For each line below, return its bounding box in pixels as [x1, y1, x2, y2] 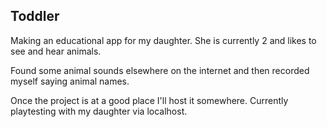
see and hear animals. [10, 45, 102, 57]
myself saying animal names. [10, 75, 130, 87]
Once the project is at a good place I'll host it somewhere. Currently [10, 94, 289, 106]
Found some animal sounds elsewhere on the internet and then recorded [10, 64, 310, 76]
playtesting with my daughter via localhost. [10, 105, 188, 117]
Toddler [10, 8, 60, 25]
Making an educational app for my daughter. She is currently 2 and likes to [10, 34, 317, 46]
